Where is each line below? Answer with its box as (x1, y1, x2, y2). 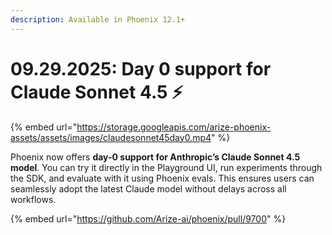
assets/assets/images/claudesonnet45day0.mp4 (10, 131, 212, 143)
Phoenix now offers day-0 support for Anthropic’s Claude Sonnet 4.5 (10, 151, 301, 163)
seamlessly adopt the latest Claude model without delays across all (10, 182, 287, 195)
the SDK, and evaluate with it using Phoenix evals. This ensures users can (10, 172, 315, 184)
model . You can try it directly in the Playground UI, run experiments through (10, 161, 323, 173)
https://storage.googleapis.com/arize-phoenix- (76, 121, 272, 133)
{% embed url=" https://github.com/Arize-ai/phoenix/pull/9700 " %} (10, 212, 287, 225)
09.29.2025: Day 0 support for (10, 57, 272, 80)
